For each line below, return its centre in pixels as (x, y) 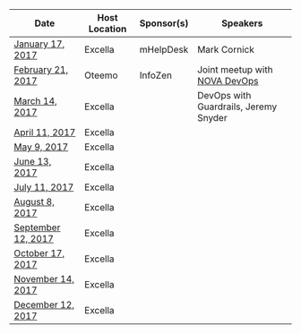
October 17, (39, 253)
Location (107, 29)
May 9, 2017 (41, 147)
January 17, (39, 44)
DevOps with (224, 95)
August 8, (34, 202)
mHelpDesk (164, 50)
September (37, 227)
